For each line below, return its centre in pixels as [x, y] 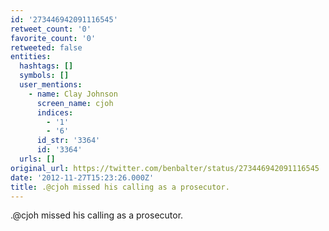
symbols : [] [44, 76]
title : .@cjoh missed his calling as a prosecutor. [120, 187]
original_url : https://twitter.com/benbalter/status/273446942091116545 [165, 168]
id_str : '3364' [68, 141]
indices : [55, 112]
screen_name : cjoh [75, 103]
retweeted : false [46, 47]
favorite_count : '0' [53, 38]
